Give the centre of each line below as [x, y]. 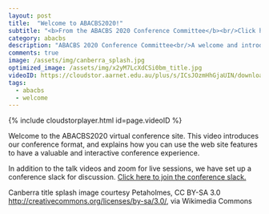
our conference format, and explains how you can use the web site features [133, 144]
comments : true [34, 53]
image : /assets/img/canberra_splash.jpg [77, 61]
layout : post [30, 16]
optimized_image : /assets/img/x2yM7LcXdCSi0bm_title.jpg [105, 68]
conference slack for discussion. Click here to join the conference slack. [127, 177]
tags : [17, 83]
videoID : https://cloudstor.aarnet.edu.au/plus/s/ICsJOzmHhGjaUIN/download [137, 75]
